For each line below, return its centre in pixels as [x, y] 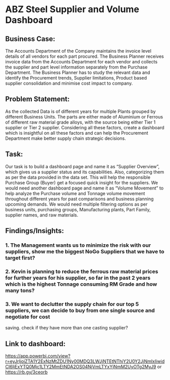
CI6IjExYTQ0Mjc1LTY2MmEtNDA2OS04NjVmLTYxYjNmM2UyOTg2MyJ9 [81, 366]
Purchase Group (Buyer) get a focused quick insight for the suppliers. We [82, 182]
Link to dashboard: [35, 344]
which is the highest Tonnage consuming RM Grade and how [81, 284]
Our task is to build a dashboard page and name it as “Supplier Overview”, [82, 166]
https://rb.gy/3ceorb [27, 372]
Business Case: [30, 39]
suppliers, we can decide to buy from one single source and [80, 310]
